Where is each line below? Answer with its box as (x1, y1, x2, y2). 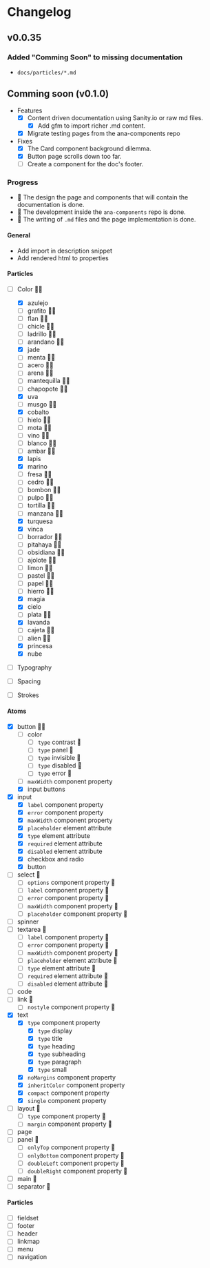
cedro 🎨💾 (27, 478, 54, 487)
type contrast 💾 (37, 738, 81, 746)
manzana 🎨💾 (27, 509, 64, 518)
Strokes (17, 691, 39, 699)
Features (17, 106, 43, 115)
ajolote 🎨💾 (27, 556, 56, 564)
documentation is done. (17, 201, 85, 209)
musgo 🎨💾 (27, 400, 57, 408)
